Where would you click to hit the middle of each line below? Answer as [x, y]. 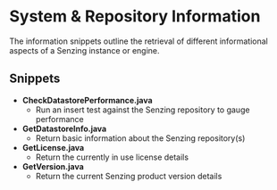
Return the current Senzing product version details [129, 176]
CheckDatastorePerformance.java [88, 100]
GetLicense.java [53, 147]
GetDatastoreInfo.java [64, 128]
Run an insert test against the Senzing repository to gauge [143, 110]
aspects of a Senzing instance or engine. [84, 50]
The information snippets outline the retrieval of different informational [138, 41]
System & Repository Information [135, 17]
